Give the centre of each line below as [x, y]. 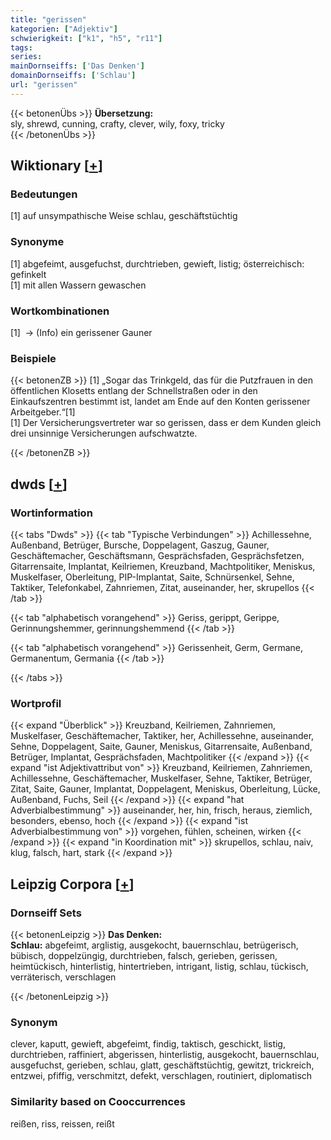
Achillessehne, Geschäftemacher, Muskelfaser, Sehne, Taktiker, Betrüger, [161, 778]
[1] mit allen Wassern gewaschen [78, 285]
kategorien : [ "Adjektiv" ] [64, 29]
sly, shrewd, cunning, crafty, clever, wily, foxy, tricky [117, 123]
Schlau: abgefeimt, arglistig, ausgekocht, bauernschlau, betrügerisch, [154, 945]
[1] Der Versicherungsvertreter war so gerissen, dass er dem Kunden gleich [166, 423]
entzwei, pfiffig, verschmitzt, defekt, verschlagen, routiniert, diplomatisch [161, 1076]
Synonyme [37, 242]
